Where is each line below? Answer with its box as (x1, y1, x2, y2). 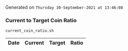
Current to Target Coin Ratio (5, 17, 77, 24)
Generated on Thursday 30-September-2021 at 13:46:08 (5, 5, 123, 10)
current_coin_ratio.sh (5, 28, 54, 33)
